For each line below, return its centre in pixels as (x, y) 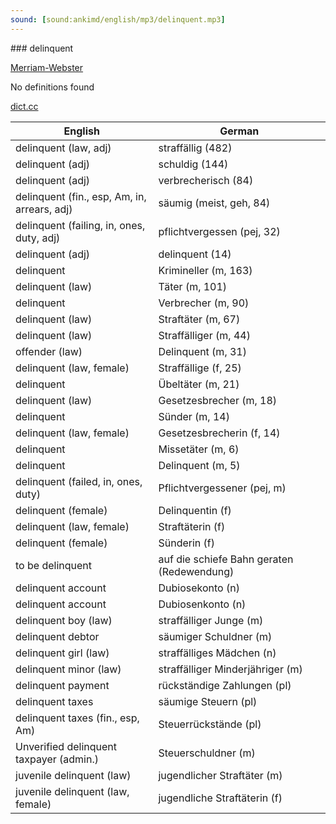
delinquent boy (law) (64, 620)
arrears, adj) (44, 209)
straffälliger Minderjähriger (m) (230, 669)
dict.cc (24, 106)
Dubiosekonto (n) (199, 588)
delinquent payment (62, 685)
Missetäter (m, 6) (199, 449)
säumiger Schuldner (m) (215, 636)
